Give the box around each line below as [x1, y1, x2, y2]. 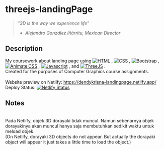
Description [5, 44, 43, 53]
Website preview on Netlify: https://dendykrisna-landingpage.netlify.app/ [5, 79, 157, 85]
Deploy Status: [5, 84, 36, 90]
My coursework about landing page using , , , [5, 58, 159, 64]
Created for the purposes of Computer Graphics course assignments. [5, 68, 149, 74]
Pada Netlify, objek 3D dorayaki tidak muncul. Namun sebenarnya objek [5, 117, 154, 123]
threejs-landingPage [5, 4, 93, 15]
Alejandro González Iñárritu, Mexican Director [25, 30, 121, 36]
